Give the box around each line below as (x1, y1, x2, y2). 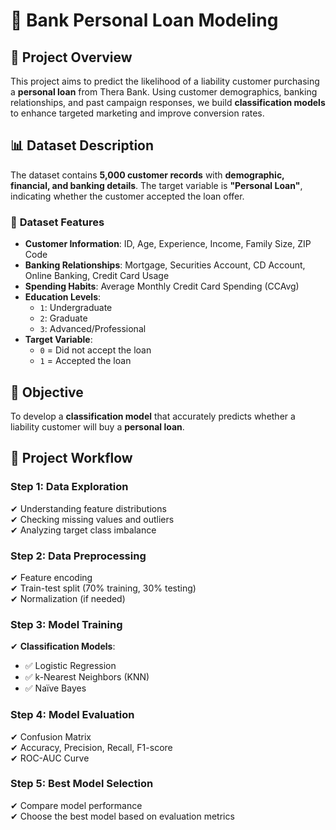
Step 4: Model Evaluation (10, 708, 135, 722)
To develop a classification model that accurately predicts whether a (10, 410, 296, 422)
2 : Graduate (39, 312, 88, 324)
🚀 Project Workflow (10, 450, 133, 467)
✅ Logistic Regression (24, 660, 117, 672)
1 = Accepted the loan (39, 355, 132, 367)
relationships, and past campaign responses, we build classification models (10, 97, 326, 108)
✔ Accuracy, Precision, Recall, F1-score (10, 741, 173, 753)
